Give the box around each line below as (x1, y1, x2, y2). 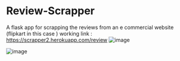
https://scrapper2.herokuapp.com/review (6, 36, 108, 43)
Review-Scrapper (6, 4, 95, 18)
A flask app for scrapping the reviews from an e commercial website (6, 24, 174, 31)
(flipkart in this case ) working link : (6, 30, 92, 37)
